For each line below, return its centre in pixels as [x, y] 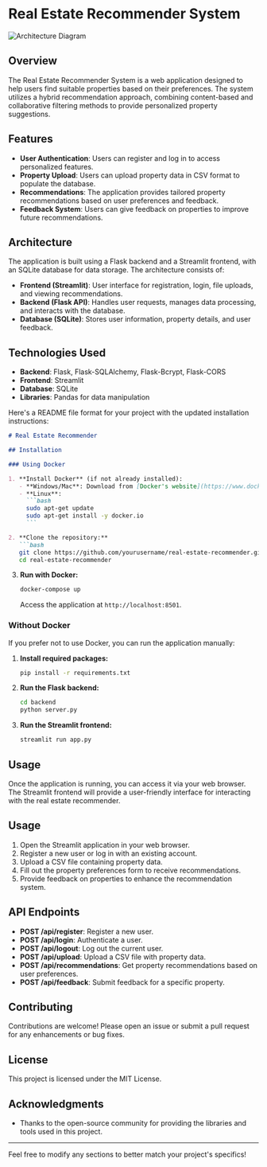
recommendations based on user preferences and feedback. [119, 201]
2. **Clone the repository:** [58, 537]
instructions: [29, 421]
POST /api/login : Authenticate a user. [81, 939]
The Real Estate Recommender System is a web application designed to [126, 80]
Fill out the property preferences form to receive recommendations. [130, 870]
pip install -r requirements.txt [75, 673]
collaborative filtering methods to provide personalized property [113, 105]
